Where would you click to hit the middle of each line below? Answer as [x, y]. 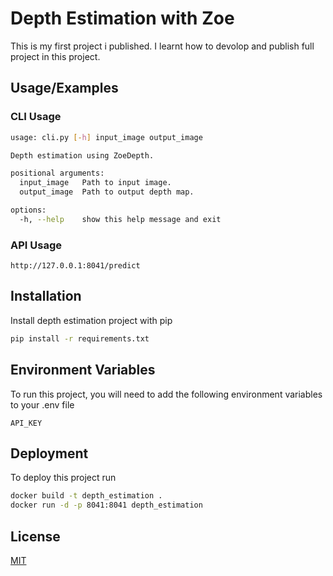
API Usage [36, 245]
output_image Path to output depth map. [107, 192]
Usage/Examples [64, 88]
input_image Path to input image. [95, 183]
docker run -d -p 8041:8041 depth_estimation [106, 505]
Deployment [49, 453]
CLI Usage [36, 117]
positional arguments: [57, 173]
